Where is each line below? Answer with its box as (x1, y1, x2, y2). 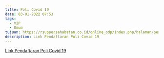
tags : (5, 16, 16, 21)
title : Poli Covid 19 (5, 7, 49, 12)
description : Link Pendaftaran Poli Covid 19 (5, 35, 99, 39)
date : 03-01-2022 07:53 (5, 12, 54, 17)
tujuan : (5, 30, 21, 35)
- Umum (9, 25, 23, 30)
